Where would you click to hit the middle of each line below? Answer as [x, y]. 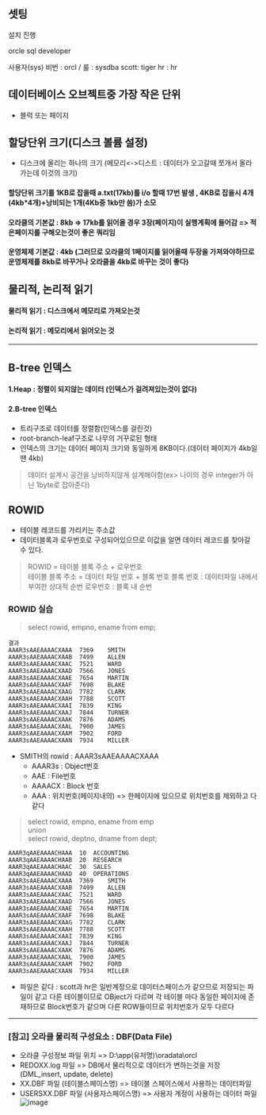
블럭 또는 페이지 [44, 115]
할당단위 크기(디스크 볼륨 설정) [78, 142]
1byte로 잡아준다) [63, 484]
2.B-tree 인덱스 [33, 409]
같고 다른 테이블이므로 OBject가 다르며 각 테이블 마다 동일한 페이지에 [141, 996]
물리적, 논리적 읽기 [51, 289]
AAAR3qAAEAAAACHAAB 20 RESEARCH [65, 859]
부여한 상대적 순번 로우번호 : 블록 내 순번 [90, 586]
